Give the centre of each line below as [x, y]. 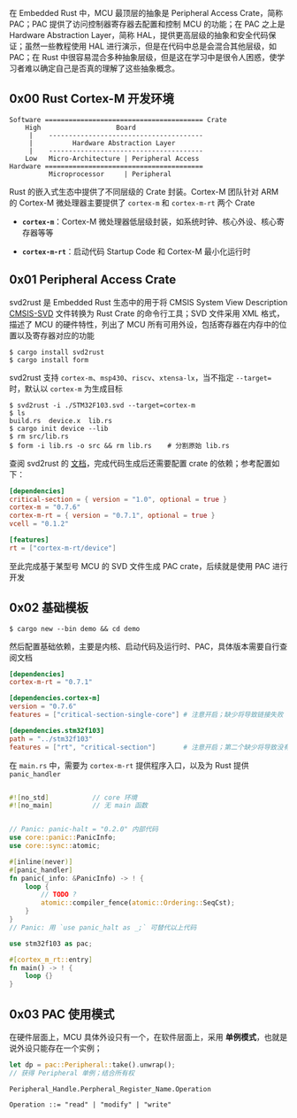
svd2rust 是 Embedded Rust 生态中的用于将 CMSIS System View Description [148, 302]
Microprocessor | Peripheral [110, 174]
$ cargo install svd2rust [57, 352]
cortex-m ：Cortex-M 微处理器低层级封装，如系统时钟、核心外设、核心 [149, 221]
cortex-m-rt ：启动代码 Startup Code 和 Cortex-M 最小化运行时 [136, 251]
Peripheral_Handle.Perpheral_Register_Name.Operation [110, 1089]
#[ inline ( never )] [41, 861]
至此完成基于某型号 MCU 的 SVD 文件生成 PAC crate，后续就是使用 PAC [140, 566]
